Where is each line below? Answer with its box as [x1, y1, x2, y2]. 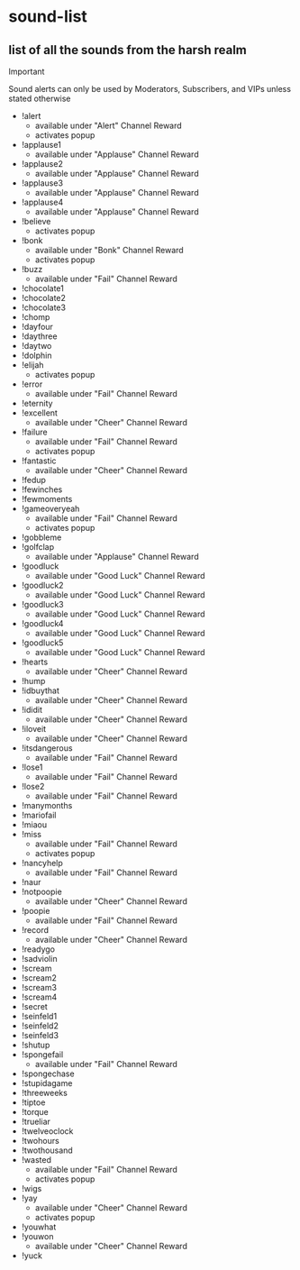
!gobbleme [21, 532, 62, 543]
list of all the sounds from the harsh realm [8, 42, 247, 58]
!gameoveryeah [21, 503, 80, 514]
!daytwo [21, 341, 52, 351]
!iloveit [21, 724, 47, 734]
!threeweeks [21, 1088, 68, 1098]
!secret [21, 1001, 49, 1011]
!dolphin [21, 350, 52, 361]
